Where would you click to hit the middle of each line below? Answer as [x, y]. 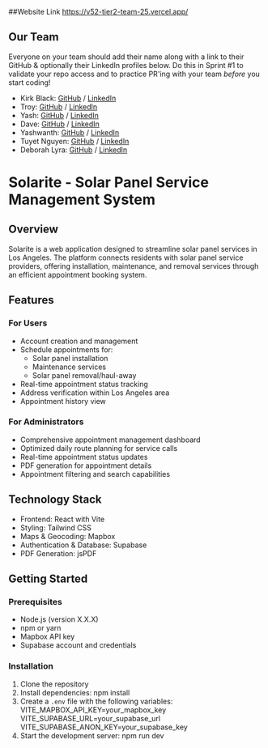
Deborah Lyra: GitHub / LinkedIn [74, 150]
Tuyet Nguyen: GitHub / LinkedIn [74, 141]
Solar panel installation [70, 358]
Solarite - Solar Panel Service [108, 182]
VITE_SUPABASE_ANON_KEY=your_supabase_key [104, 727]
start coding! [30, 82]
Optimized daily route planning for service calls [99, 448]
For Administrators [46, 422]
